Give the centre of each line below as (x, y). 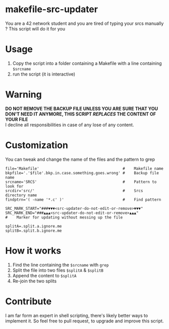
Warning (23, 95)
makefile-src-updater (52, 9)
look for (14, 186)
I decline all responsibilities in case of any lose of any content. (70, 125)
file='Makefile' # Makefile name (84, 168)
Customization (37, 145)
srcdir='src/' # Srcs (74, 191)
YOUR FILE (17, 119)
